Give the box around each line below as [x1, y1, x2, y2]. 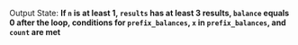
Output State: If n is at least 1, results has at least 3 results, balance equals [9, 8, 290, 18]
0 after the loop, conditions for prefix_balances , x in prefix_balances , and [9, 17, 286, 28]
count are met [9, 27, 61, 37]
